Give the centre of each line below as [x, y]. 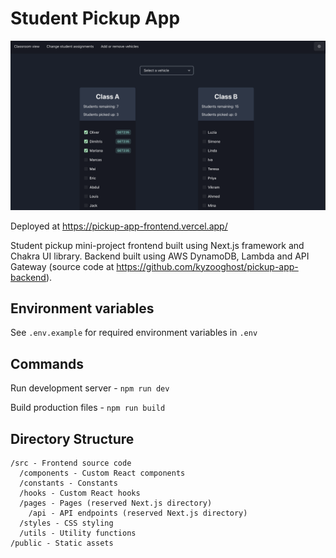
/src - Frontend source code [71, 463]
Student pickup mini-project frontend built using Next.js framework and [157, 245]
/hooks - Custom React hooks [80, 493]
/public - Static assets [62, 543]
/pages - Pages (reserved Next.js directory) [116, 503]
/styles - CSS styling [66, 523]
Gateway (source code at [62, 266]
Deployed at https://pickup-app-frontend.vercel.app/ [119, 226]
